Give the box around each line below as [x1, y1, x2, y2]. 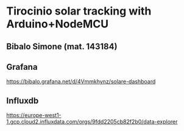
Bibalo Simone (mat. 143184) [6, 41, 118, 52]
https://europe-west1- [6, 112, 62, 119]
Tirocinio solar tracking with [6, 4, 152, 18]
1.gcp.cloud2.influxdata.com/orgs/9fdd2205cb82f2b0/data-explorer [6, 118, 178, 126]
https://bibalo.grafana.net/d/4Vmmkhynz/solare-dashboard [6, 78, 156, 86]
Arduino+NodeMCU [6, 17, 109, 31]
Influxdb [6, 95, 39, 106]
